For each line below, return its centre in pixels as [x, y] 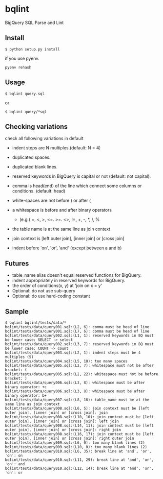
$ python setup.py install [32, 49]
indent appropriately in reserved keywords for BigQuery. [69, 281]
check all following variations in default [44, 139]
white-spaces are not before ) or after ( [51, 201]
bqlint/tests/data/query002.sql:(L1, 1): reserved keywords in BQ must [79, 335]
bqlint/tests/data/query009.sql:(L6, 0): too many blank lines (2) [75, 443]
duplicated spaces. [31, 157]
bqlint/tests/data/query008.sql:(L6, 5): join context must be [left [77, 408]
